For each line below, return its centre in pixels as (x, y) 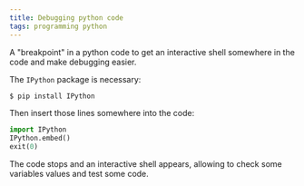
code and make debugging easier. (73, 62)
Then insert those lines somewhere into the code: (102, 113)
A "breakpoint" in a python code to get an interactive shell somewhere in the (152, 52)
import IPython (38, 130)
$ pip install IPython (52, 96)
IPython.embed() (40, 138)
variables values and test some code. (79, 174)
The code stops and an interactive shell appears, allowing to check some (146, 164)
